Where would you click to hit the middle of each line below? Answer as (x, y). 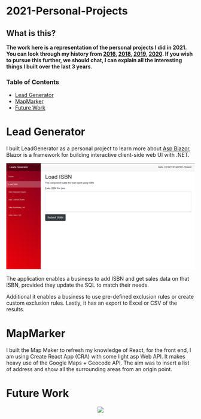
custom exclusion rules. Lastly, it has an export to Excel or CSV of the (92, 303)
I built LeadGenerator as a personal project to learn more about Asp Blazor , (99, 148)
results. (16, 309)
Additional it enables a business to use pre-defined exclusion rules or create (100, 297)
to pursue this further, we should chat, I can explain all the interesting (94, 60)
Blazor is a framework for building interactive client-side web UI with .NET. (98, 155)
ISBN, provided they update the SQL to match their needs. (78, 285)
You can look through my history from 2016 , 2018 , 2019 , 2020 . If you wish (100, 54)
